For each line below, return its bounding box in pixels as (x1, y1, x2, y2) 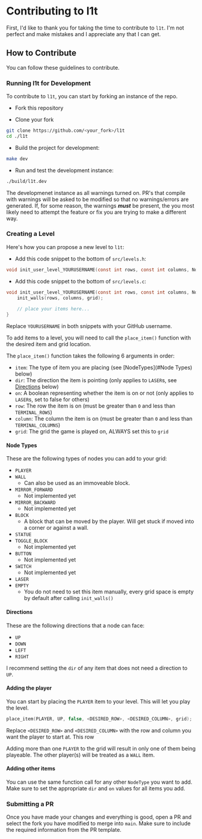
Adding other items (6, 765, 56, 772)
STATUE (14, 531, 32, 538)
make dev (6, 155, 28, 162)
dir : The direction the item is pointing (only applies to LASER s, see (14, 377, 177, 384)
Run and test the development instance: (14, 167, 114, 174)
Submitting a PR (6, 799, 54, 808)
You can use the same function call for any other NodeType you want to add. (6, 778, 192, 785)
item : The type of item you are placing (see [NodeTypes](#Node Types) (14, 364, 192, 371)
